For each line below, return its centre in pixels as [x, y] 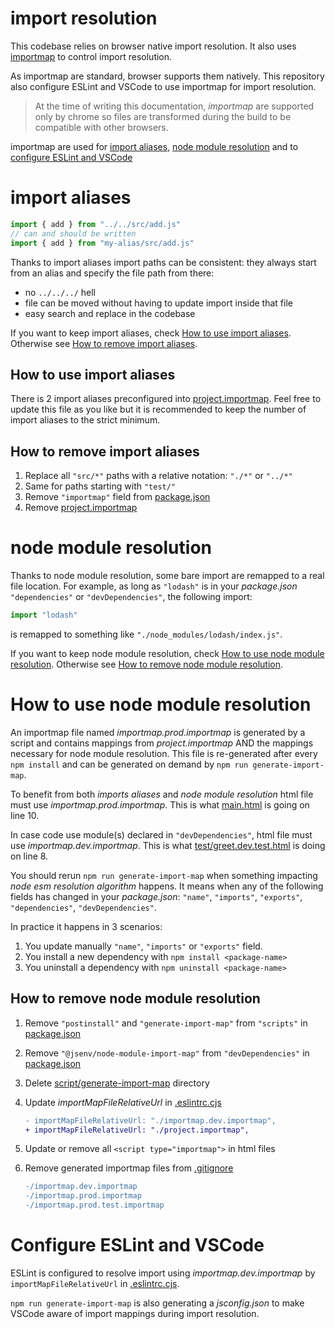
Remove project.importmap [81, 508]
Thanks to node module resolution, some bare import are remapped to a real [167, 576]
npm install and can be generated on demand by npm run [129, 764]
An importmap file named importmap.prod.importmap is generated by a [158, 732]
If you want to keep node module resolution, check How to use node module [167, 653]
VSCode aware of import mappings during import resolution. [135, 1313]
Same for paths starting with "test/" [100, 486]
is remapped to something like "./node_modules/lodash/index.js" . [146, 634]
